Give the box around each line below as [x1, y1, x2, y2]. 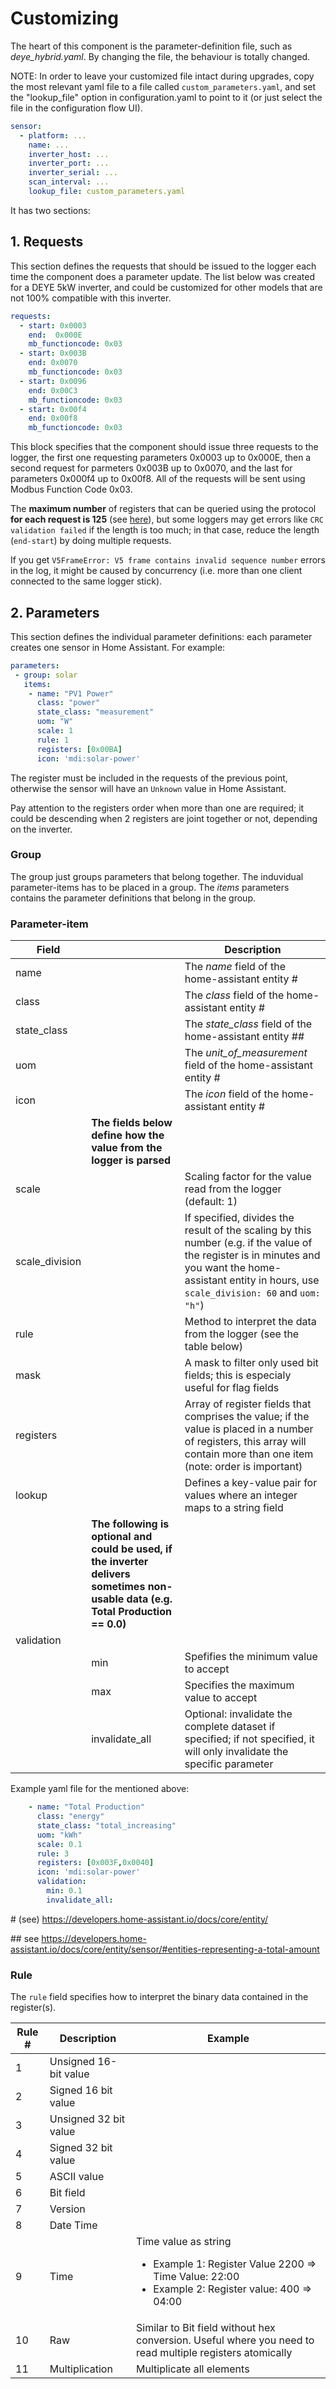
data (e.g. [126, 1592, 173, 1606]
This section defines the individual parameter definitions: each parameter [10, 630, 313, 642]
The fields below [91, 1116, 173, 1130]
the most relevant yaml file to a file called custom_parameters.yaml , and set [10, 80, 317, 92]
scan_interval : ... [28, 177, 110, 187]
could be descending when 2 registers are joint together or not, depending [10, 812, 318, 824]
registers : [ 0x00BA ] [36, 744, 123, 754]
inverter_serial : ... [28, 168, 118, 178]
